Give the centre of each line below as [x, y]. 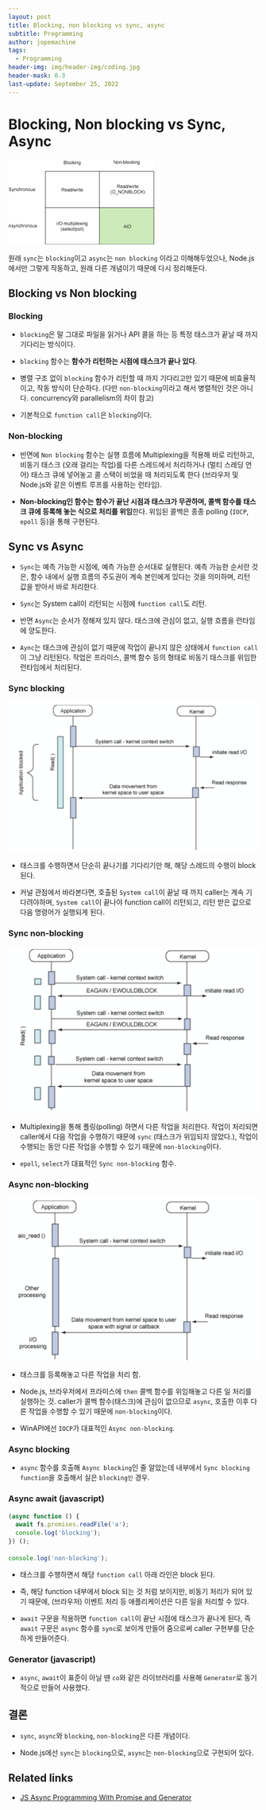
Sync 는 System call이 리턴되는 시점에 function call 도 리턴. [113, 604]
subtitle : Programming [46, 33]
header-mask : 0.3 [37, 76]
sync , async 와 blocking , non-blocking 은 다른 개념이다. [105, 1735]
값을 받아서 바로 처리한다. [59, 587]
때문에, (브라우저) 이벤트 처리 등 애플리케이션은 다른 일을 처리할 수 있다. [139, 1601]
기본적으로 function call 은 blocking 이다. [86, 415]
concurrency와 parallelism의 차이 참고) [93, 398]
